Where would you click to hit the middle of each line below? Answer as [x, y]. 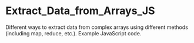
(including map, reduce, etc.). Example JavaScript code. [73, 33]
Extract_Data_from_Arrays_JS [80, 11]
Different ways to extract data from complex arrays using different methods [97, 27]
